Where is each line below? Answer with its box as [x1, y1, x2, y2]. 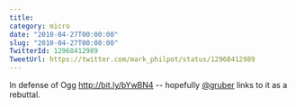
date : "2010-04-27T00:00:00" [9, 30, 119, 39]
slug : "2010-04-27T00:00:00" [9, 38, 119, 48]
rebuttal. [9, 89, 40, 100]
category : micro [9, 22, 70, 31]
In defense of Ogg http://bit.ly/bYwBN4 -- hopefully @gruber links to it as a [9, 80, 288, 90]
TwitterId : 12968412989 [9, 47, 99, 56]
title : [9, 13, 34, 22]
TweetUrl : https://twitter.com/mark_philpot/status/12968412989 [9, 55, 256, 64]
